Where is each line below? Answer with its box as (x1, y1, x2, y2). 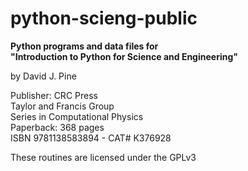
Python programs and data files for (10, 40, 159, 52)
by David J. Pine (10, 70, 77, 82)
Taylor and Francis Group (10, 100, 115, 112)
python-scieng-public (10, 7, 198, 30)
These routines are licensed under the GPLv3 (10, 151, 197, 163)
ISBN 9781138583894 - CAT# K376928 (10, 132, 172, 144)
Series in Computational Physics (10, 110, 144, 122)
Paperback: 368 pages (10, 121, 105, 133)
